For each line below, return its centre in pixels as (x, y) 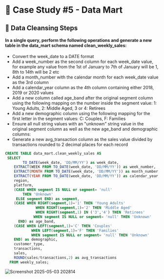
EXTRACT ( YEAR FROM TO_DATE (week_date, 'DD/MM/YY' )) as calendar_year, (87, 176)
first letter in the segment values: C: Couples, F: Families (69, 119)
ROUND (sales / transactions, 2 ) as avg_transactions (65, 258)
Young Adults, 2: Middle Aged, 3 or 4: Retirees (59, 108)
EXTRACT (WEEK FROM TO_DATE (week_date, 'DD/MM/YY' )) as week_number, (85, 167)
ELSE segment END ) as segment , (48, 199)
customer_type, (29, 244)
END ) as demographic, (36, 239)
